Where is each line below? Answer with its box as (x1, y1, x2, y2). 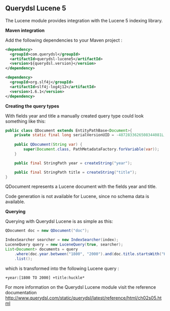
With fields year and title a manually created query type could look (5, 112, 144, 119)
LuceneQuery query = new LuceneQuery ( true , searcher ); (5, 242, 123, 247)
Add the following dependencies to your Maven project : (5, 37, 122, 43)
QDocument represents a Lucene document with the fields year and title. (5, 183, 157, 189)
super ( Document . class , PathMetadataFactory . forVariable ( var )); (23, 147, 159, 152)
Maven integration (5, 27, 45, 33)
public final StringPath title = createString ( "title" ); (14, 170, 137, 175)
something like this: (5, 118, 46, 124)
